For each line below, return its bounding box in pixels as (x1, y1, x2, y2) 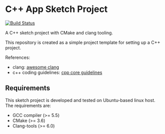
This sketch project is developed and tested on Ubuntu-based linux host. (5, 97, 155, 103)
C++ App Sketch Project (5, 3, 108, 15)
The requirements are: (5, 102, 51, 108)
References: (5, 54, 30, 60)
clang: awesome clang (12, 64, 59, 70)
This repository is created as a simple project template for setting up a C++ (5, 39, 160, 45)
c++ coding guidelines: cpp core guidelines (12, 69, 103, 75)
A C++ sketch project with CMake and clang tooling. (5, 29, 113, 35)
